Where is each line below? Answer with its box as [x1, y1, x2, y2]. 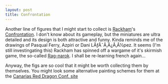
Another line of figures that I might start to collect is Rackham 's [5, 26, 135, 32]
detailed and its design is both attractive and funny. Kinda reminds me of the [5, 36, 163, 43]
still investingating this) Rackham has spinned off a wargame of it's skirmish [5, 47, 162, 53]
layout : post [5, 7, 33, 13]
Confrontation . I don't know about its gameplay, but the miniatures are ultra [5, 31, 160, 37]
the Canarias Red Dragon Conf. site [5, 73, 78, 79]
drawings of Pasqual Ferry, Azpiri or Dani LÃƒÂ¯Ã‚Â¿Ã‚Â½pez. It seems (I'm [5, 42, 160, 48]
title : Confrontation [5, 12, 51, 17]
